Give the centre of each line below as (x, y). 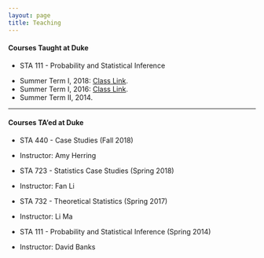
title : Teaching (35, 23)
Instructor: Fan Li (47, 186)
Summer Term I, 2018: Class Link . (73, 80)
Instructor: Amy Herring (58, 155)
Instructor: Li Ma (46, 216)
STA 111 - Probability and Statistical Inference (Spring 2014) (115, 231)
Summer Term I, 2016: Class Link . (73, 89)
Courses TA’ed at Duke (46, 123)
